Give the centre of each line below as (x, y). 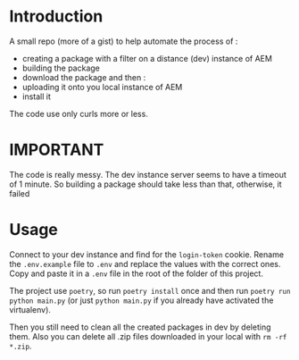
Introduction (56, 17)
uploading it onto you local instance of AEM (102, 87)
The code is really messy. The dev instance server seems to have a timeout (148, 174)
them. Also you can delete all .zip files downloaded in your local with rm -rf (148, 336)
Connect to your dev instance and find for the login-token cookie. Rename (146, 254)
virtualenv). (30, 309)
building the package (61, 68)
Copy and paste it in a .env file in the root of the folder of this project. (136, 273)
